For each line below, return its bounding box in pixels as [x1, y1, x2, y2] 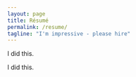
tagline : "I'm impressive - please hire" [7, 30, 131, 37]
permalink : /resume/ [7, 23, 68, 30]
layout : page [7, 10, 46, 18]
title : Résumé [7, 17, 49, 24]
